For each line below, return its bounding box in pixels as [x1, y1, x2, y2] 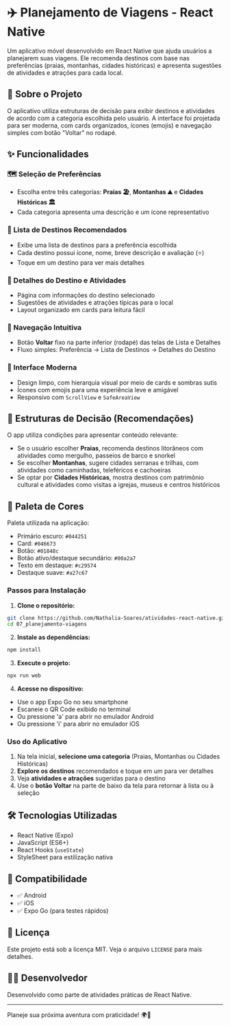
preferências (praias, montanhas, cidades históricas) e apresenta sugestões [7, 61, 222, 69]
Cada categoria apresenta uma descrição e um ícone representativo [16, 208, 209, 216]
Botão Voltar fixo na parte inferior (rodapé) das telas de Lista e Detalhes [16, 338, 221, 346]
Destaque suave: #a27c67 [16, 569, 88, 577]
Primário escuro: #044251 [16, 532, 88, 540]
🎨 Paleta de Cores [7, 501, 84, 512]
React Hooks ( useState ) [16, 846, 84, 854]
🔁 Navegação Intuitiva [7, 322, 82, 332]
